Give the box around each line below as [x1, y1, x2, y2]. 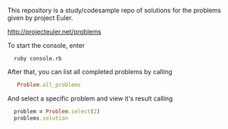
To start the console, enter [7, 41, 85, 49]
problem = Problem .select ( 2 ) [14, 108, 100, 115]
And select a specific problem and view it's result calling [7, 94, 173, 103]
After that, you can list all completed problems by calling [7, 68, 172, 76]
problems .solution [14, 114, 69, 122]
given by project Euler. [7, 14, 73, 22]
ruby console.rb [14, 55, 62, 62]
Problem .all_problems [16, 81, 81, 88]
